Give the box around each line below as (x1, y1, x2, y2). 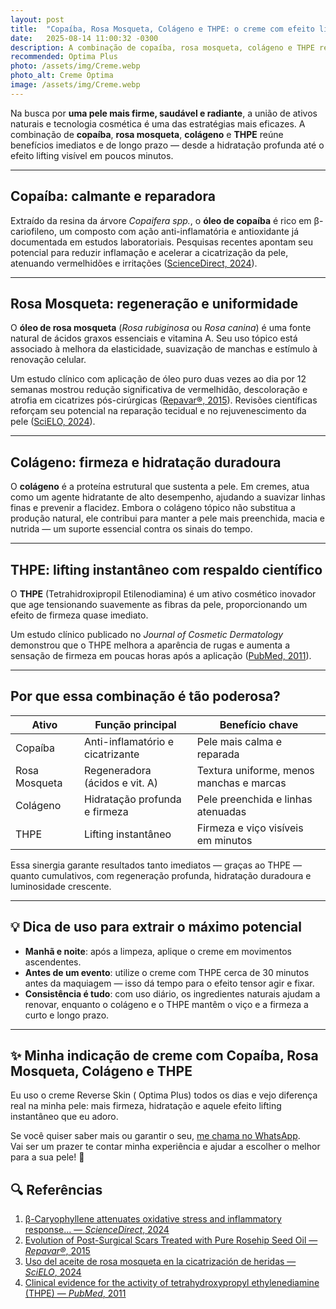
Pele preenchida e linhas (196, 792, 313, 806)
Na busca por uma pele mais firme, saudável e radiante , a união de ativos (10, 107, 318, 119)
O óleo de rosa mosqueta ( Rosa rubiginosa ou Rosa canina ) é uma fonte (10, 322, 312, 334)
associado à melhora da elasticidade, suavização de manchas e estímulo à (10, 343, 318, 355)
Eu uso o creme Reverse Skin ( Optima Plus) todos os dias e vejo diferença (10, 1089, 318, 1101)
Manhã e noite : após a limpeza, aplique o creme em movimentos (24, 945, 292, 957)
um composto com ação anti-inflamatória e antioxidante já (58, 225, 300, 237)
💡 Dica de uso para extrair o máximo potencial (10, 919, 302, 936)
